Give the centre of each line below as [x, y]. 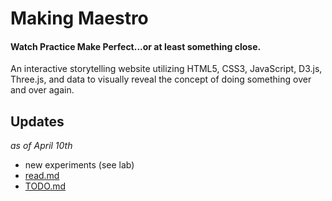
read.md [42, 176]
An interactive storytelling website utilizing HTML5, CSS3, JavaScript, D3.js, [166, 69]
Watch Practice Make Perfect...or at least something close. [136, 46]
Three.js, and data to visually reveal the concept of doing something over [161, 79]
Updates [37, 121]
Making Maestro [79, 18]
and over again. [42, 90]
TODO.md [45, 186]
